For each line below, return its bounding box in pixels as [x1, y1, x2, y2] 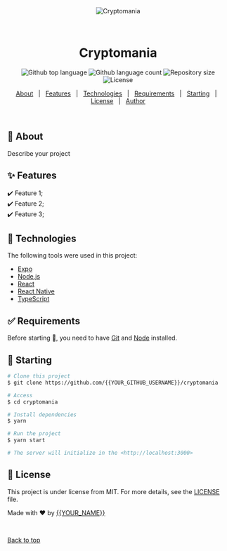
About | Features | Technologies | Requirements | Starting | [15, 89, 217, 98]
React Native [17, 287, 55, 296]
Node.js [17, 272, 41, 281]
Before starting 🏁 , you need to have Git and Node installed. [7, 333, 178, 343]
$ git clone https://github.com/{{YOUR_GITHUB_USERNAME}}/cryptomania [7, 379, 219, 386]
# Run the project [7, 430, 61, 437]
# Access [7, 392, 33, 399]
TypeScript [17, 295, 50, 303]
